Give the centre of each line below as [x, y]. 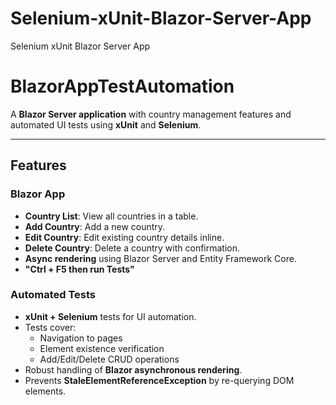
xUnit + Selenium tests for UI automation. [110, 316]
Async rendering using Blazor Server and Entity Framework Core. [160, 258]
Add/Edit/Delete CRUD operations [109, 359]
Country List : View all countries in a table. [111, 216]
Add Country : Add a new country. [95, 226]
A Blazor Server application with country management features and [151, 114]
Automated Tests [53, 295]
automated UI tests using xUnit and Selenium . [106, 124]
